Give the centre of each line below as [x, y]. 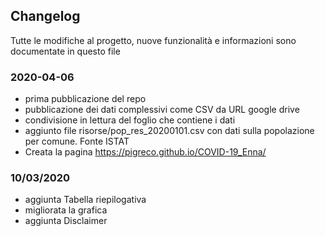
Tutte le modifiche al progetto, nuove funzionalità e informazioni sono [153, 40]
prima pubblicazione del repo [85, 99]
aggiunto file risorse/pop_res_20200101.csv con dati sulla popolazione [169, 131]
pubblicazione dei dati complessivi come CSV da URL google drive [162, 110]
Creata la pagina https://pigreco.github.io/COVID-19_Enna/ [145, 152]
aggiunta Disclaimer [66, 221]
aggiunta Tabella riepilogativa [85, 200]
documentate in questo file [65, 51]
